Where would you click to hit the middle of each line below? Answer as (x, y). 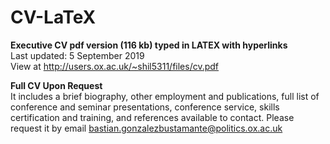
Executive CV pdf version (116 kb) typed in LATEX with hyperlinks (149, 45)
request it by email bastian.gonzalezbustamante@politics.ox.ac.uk (146, 128)
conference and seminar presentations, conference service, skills (145, 107)
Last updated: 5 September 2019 (77, 55)
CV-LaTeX (53, 17)
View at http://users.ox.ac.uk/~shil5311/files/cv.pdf (115, 66)
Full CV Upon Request (56, 85)
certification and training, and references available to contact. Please (152, 117)
